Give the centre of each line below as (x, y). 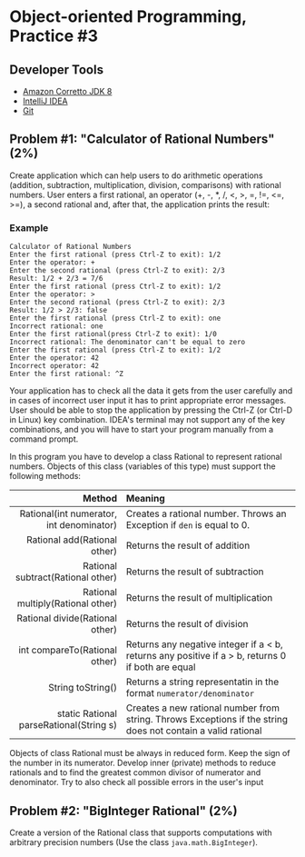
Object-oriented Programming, (128, 17)
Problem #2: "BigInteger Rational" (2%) (123, 811)
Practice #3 (54, 36)
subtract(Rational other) (66, 577)
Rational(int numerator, (69, 513)
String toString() (83, 688)
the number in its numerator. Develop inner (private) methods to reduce (143, 763)
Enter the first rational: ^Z (67, 374)
